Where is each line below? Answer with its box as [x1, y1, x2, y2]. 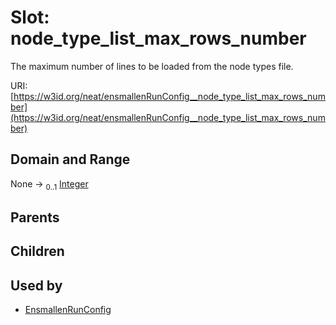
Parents [10, 209, 60, 226]
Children [10, 243, 65, 260]
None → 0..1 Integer [10, 177, 89, 192]
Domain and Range [10, 151, 131, 168]
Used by [10, 277, 63, 294]
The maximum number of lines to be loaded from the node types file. [10, 60, 294, 72]
